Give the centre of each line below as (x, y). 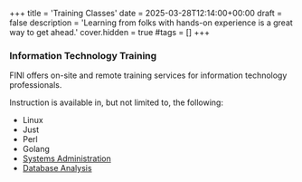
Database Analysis (57, 168)
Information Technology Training (83, 55)
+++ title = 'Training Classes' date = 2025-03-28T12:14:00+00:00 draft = (146, 13)
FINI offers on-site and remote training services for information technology (148, 75)
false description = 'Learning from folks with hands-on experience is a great (151, 23)
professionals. (36, 85)
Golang (36, 149)
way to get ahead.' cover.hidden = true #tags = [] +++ (110, 32)
